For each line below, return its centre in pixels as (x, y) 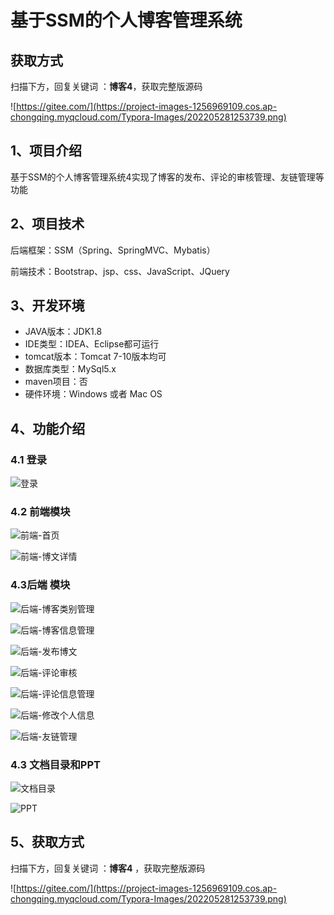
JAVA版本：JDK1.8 (63, 332)
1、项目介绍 (46, 151)
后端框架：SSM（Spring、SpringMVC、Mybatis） (113, 250)
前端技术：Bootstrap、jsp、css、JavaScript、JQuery (120, 271)
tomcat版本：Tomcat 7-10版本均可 (95, 357)
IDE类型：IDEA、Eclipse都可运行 (92, 344)
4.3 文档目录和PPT (55, 764)
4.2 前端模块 (40, 512)
